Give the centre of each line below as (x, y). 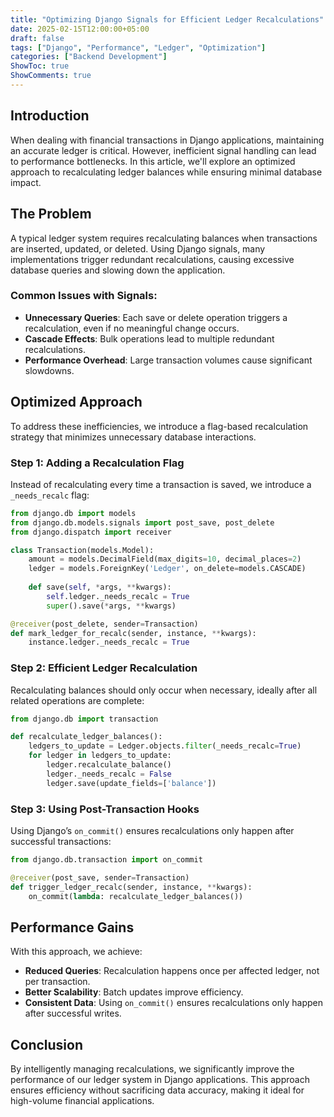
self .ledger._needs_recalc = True (118, 596)
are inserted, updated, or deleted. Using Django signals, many (138, 248)
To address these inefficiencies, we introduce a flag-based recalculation (159, 426)
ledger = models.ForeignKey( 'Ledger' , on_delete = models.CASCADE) (167, 569)
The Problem (51, 214)
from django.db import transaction (84, 719)
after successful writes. (73, 1013)
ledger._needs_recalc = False (109, 774)
